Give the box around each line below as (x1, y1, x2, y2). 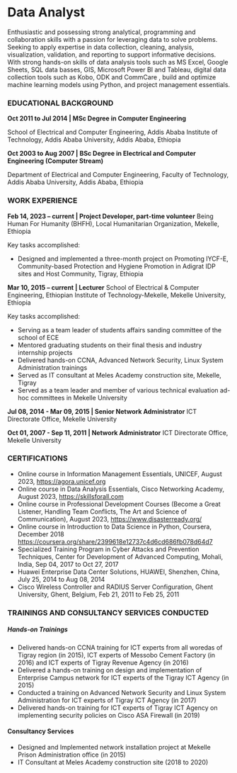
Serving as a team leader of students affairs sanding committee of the (17, 325, 222, 334)
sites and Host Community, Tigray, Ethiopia (17, 269, 144, 278)
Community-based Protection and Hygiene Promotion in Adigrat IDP (17, 261, 216, 270)
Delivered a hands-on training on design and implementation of (17, 665, 202, 674)
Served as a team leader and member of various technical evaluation (17, 385, 219, 394)
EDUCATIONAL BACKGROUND (7, 98, 114, 108)
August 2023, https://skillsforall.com (17, 492, 124, 500)
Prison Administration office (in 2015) (17, 750, 126, 759)
